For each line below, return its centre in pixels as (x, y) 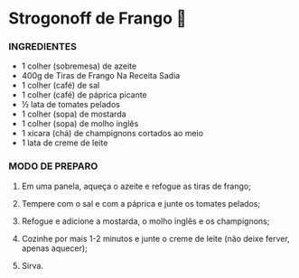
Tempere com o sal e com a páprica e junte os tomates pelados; (141, 203)
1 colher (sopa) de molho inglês (80, 124)
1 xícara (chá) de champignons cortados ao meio (112, 134)
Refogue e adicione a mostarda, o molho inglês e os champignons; (145, 221)
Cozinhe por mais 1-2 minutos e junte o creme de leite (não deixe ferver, (155, 238)
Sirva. (33, 265)
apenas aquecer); (54, 248)
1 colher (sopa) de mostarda (74, 114)
